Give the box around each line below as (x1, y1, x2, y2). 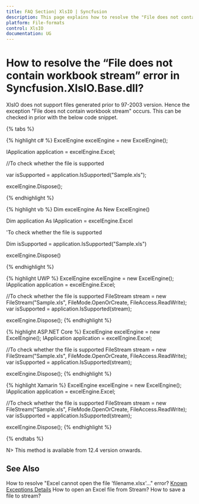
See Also (6, 464, 40, 474)
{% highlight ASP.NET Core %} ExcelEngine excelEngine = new (6, 328, 161, 335)
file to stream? (6, 492, 41, 499)
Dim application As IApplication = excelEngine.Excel (6, 217, 133, 224)
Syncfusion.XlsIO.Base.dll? (6, 81, 144, 95)
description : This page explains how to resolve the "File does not (6, 14, 179, 20)
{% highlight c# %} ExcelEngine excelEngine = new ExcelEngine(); (6, 137, 168, 144)
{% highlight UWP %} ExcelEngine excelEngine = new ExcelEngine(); (6, 275, 174, 282)
